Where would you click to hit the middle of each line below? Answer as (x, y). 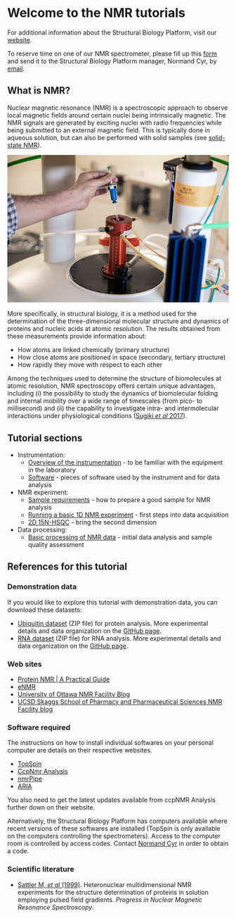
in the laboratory (52, 470)
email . (16, 68)
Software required (39, 727)
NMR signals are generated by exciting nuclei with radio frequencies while (114, 122)
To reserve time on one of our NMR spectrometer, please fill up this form (112, 54)
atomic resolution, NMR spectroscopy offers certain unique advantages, (112, 386)
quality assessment (56, 545)
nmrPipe (29, 779)
